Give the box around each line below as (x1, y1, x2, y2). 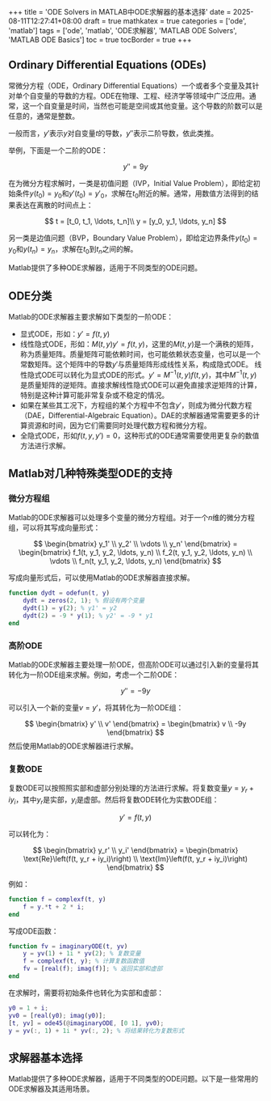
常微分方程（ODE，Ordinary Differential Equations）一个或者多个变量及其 (8, 80, 252, 91)
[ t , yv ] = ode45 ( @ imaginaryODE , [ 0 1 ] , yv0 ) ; (8, 1018, 165, 1027)
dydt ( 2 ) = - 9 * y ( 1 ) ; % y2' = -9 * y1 (23, 612, 153, 620)
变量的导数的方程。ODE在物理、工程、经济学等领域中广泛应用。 (35, 91, 250, 100)
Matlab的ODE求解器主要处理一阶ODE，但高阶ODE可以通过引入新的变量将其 (8, 660, 260, 670)
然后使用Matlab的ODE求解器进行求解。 (8, 741, 139, 751)
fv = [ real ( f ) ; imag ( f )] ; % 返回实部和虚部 (23, 965, 163, 973)
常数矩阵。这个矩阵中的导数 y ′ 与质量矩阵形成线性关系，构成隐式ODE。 (19, 359, 253, 370)
